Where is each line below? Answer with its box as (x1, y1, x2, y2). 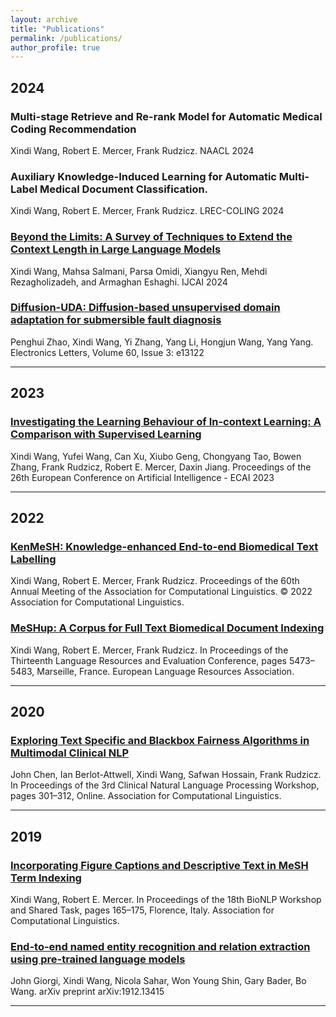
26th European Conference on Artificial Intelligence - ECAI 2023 (10, 471, 275, 483)
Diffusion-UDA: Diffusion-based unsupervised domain (10, 301, 281, 315)
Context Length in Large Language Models (10, 242, 222, 256)
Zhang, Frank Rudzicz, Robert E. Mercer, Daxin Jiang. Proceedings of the (10, 461, 312, 473)
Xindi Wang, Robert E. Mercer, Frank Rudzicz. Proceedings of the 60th (10, 575, 300, 587)
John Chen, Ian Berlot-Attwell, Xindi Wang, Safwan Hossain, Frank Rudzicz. (10, 769, 322, 781)
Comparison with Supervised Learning (10, 427, 202, 441)
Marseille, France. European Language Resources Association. (36, 665, 295, 677)
